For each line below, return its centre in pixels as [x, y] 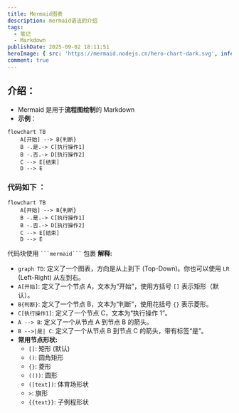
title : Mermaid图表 [35, 14]
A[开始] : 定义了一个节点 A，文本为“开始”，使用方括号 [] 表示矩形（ [115, 286]
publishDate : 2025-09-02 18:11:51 [59, 47]
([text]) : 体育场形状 [58, 384]
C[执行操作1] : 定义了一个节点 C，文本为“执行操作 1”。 [95, 313]
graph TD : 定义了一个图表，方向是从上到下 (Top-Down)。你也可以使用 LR [123, 268]
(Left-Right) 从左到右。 [51, 277]
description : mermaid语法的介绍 [53, 21]
